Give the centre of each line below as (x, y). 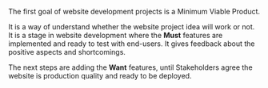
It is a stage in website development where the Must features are (116, 35)
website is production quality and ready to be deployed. (100, 76)
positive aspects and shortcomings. (67, 52)
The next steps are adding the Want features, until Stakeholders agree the (131, 67)
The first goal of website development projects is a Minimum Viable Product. (134, 11)
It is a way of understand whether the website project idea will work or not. (132, 27)
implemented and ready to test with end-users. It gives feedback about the (132, 44)
